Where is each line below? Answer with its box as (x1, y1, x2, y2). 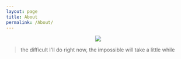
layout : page (6, 8, 38, 15)
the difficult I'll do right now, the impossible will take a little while (20, 46, 175, 53)
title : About (6, 14, 38, 20)
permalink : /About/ (6, 19, 54, 25)
